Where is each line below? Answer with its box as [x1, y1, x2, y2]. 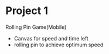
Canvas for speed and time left [13, 35, 88, 42]
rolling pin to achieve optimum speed [13, 41, 104, 48]
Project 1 [5, 4, 48, 18]
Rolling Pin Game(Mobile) [5, 23, 67, 31]
